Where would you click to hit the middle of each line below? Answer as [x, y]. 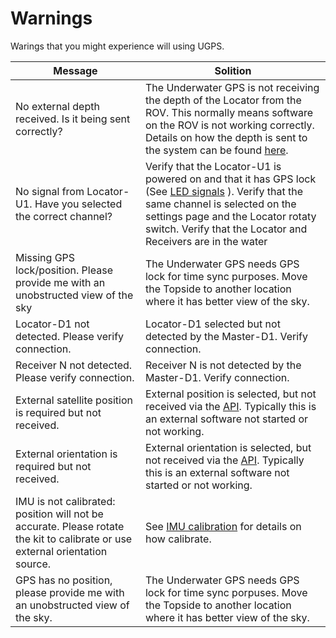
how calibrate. [178, 539]
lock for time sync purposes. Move [226, 276]
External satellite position [74, 400]
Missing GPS [45, 257]
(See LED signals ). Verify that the [224, 191]
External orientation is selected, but [228, 447]
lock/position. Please [64, 270]
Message [75, 70]
